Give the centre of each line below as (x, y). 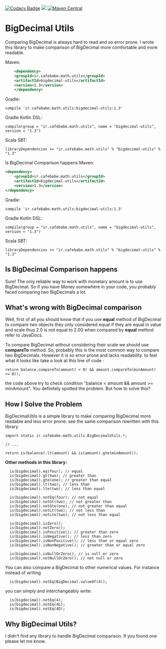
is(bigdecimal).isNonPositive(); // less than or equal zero (74, 541)
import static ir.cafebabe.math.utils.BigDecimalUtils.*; (66, 436)
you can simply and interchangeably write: (49, 591)
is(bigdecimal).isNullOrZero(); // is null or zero (64, 554)
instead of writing (23, 573)
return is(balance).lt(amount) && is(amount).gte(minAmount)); (72, 453)
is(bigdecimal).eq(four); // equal (46, 471)
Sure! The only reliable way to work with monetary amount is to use (74, 281)
